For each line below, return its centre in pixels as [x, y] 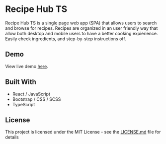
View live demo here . [27, 66]
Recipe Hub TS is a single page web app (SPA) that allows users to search [81, 23]
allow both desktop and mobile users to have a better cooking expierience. [82, 33]
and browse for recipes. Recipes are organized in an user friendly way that [82, 28]
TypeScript [24, 104]
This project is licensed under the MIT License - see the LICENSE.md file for [83, 132]
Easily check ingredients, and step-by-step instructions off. [66, 39]
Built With [21, 82]
